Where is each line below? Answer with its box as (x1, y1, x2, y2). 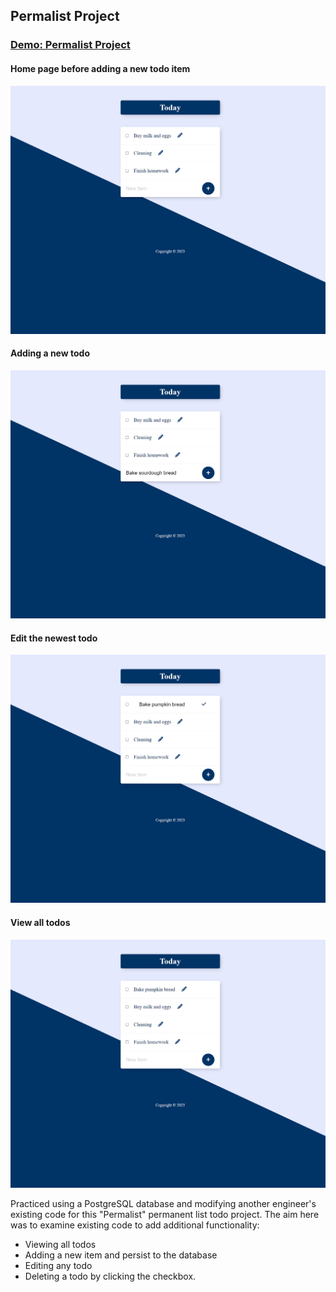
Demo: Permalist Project (10, 38, 131, 52)
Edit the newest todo (10, 632, 98, 644)
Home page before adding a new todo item (10, 62, 191, 74)
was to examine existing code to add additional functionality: (10, 1219, 260, 1231)
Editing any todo (24, 1259, 93, 1271)
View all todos (10, 917, 71, 929)
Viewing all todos (24, 1238, 97, 1250)
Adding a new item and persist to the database (24, 1249, 218, 1261)
